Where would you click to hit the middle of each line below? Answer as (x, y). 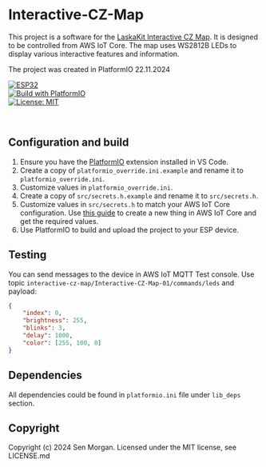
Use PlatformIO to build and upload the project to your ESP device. (129, 230)
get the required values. (59, 221)
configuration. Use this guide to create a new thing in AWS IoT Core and (138, 213)
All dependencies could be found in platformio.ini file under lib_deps (125, 394)
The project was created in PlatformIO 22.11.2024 (89, 69)
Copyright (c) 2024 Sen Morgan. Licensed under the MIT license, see (123, 447)
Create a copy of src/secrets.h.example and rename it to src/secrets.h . (139, 196)
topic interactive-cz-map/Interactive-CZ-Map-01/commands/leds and (121, 282)
